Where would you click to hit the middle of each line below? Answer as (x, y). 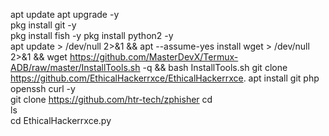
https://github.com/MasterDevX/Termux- (154, 57)
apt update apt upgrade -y (65, 14)
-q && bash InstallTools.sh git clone (215, 67)
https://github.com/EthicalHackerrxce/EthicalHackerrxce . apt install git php (165, 78)
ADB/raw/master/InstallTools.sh (75, 67)
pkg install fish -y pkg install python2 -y (92, 35)
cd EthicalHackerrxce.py (61, 120)
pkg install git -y (43, 25)
